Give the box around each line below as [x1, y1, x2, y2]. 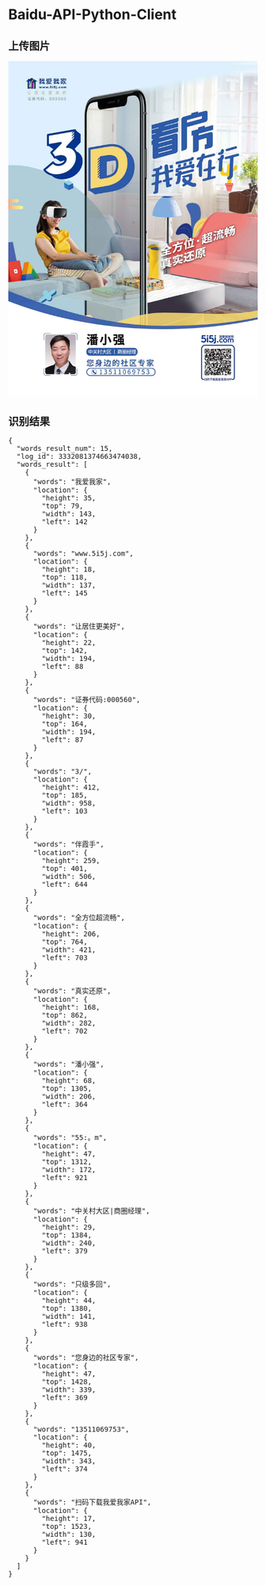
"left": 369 [41, 1393, 89, 1402]
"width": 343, [41, 1456, 97, 1466]
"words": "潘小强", [32, 1060, 104, 1068]
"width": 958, [41, 798, 97, 808]
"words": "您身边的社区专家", [32, 1353, 139, 1362]
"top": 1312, [41, 1157, 93, 1166]
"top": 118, [41, 572, 89, 582]
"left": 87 [41, 735, 84, 744]
